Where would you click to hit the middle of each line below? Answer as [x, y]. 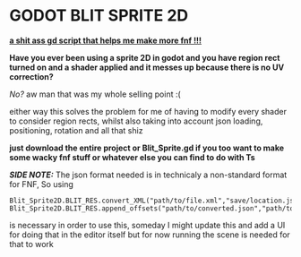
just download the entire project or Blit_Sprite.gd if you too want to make [147, 148]
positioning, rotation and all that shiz [76, 130]
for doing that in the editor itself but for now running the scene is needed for [150, 235]
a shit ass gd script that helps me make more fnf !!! [106, 40]
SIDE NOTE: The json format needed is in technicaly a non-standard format [148, 175]
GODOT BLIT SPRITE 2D [99, 16]
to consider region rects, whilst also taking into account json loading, [136, 121]
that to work [31, 244]
